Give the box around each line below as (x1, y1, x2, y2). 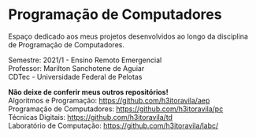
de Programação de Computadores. (8, 39, 124, 49)
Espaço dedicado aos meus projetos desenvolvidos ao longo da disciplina (8, 32, 248, 41)
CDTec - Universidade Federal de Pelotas (8, 72, 143, 81)
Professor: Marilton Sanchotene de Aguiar (8, 63, 145, 73)
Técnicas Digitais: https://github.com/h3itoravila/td (8, 112, 173, 121)
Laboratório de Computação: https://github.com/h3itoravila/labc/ (8, 121, 219, 130)
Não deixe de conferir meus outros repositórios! (8, 87, 169, 96)
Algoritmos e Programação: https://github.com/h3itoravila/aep (8, 95, 210, 105)
